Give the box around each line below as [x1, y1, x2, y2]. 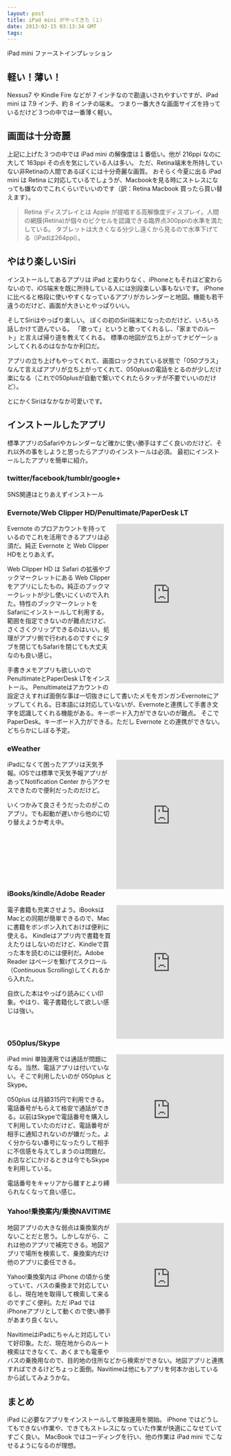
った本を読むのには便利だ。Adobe [7, 948, 104, 956]
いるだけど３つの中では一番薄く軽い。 [7, 108, 115, 117]
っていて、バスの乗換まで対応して [7, 1281, 103, 1290]
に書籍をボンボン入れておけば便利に [7, 923, 110, 931]
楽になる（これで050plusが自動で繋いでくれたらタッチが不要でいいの [7, 373, 205, 382]
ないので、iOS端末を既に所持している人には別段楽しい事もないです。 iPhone [7, 284, 224, 292]
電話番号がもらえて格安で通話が [7, 1104, 98, 1112]
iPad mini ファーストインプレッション [7, 49, 113, 57]
